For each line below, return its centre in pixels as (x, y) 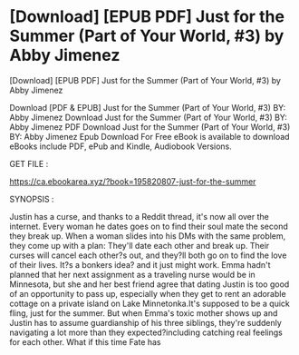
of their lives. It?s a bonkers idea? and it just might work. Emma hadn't (140, 264)
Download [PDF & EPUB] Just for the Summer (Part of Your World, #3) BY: (148, 107)
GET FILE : (29, 163)
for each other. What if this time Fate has (85, 341)
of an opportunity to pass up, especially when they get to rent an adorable (148, 293)
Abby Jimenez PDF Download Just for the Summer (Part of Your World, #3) (150, 127)
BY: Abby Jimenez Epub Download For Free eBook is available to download (149, 136)
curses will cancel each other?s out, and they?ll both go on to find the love (148, 255)
